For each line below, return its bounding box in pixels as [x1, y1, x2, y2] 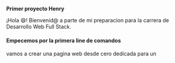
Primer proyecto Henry [6, 5, 65, 12]
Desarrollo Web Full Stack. [6, 23, 72, 30]
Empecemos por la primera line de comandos [6, 37, 121, 44]
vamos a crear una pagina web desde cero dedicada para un [6, 50, 157, 58]
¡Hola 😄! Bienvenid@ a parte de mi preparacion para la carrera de [6, 17, 170, 23]
